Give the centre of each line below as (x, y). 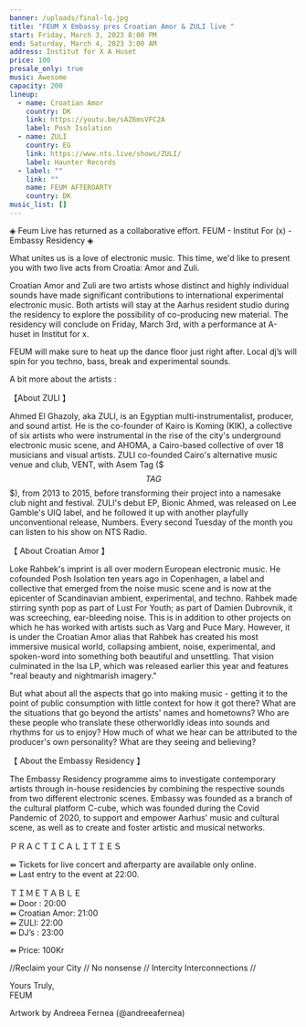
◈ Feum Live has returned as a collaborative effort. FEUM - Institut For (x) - (151, 230)
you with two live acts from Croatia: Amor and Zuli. (105, 267)
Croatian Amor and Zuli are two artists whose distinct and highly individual (149, 285)
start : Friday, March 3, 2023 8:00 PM (83, 35)
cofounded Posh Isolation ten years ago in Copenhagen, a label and (137, 578)
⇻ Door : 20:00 (38, 903)
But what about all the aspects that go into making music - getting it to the (149, 693)
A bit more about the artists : (63, 379)
